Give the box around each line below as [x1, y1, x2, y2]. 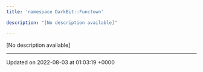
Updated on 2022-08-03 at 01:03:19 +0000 [6, 58, 115, 66]
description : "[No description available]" [6, 19, 118, 26]
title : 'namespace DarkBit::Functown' [6, 8, 104, 15]
